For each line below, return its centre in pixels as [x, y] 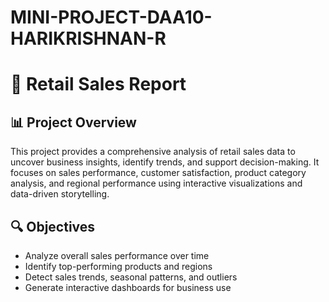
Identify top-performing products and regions [118, 266]
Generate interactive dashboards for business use [128, 287]
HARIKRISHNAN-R [88, 38]
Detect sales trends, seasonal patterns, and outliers [131, 277]
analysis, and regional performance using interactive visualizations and [156, 183]
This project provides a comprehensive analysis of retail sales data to [153, 152]
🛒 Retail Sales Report [98, 84]
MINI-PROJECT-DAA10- [111, 17]
